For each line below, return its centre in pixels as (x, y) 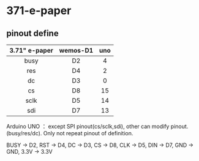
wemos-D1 (76, 51)
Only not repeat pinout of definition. (88, 133)
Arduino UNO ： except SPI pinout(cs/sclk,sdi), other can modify (88, 126)
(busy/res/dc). (24, 133)
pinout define (33, 33)
